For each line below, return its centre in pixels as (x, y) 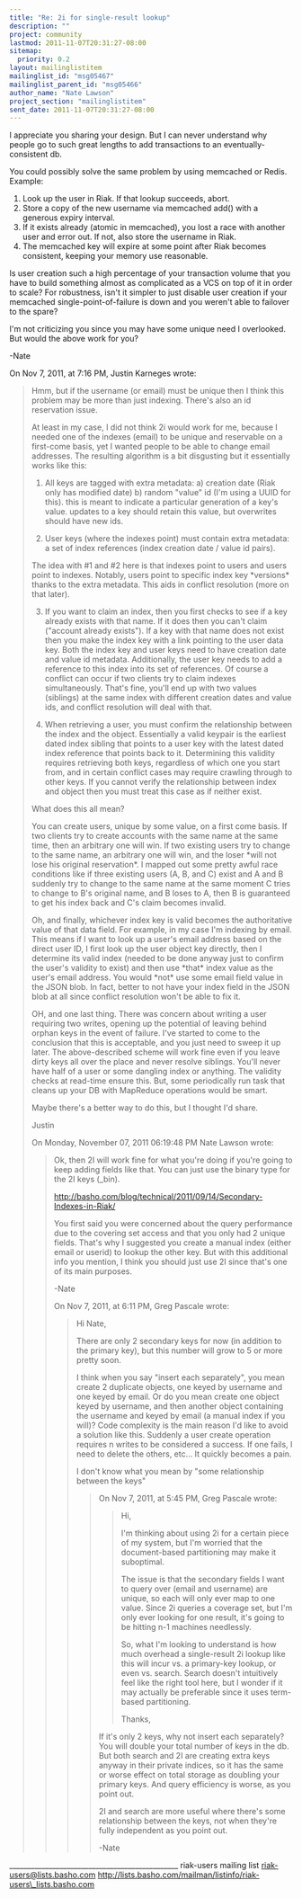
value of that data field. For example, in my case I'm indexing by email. (161, 930)
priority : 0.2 (44, 59)
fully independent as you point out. (163, 1831)
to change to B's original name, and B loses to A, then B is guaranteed (160, 893)
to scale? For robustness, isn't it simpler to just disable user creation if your (148, 292)
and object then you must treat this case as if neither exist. (153, 791)
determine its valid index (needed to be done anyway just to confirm (158, 958)
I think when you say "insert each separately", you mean (180, 1377)
